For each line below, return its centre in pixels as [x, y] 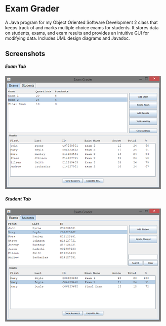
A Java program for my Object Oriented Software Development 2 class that [82, 22]
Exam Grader [32, 9]
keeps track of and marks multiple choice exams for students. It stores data [82, 27]
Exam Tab [16, 66]
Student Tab [18, 198]
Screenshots [25, 54]
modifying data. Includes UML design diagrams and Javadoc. [67, 38]
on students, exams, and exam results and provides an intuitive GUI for [77, 33]
